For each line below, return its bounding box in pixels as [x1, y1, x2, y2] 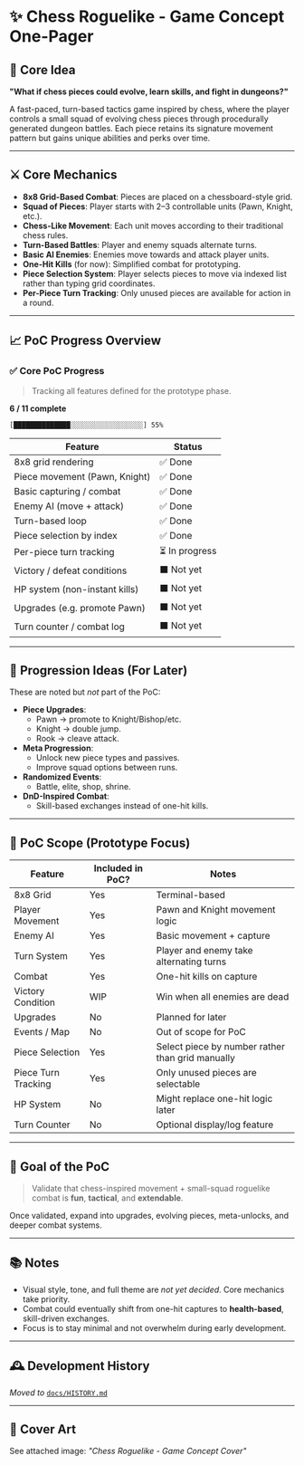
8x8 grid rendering [14, 455, 94, 468]
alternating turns [156, 955, 227, 968]
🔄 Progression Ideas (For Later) [9, 663, 188, 678]
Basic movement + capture [156, 930, 271, 943]
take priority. [22, 1293, 71, 1305]
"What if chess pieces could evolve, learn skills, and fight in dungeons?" [9, 86, 289, 97]
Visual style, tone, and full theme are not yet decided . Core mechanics [22, 1284, 285, 1295]
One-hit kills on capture [156, 971, 258, 983]
